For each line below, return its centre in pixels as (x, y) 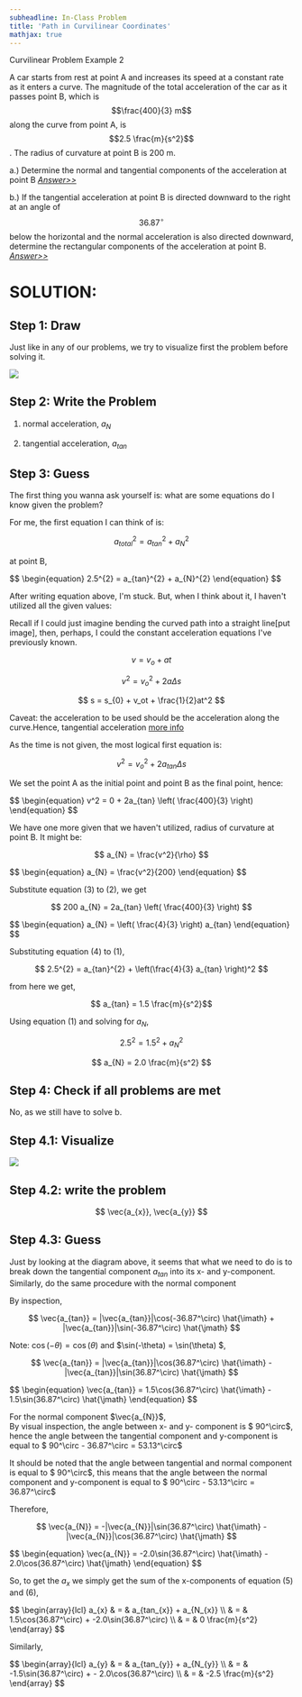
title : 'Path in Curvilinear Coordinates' (90, 26)
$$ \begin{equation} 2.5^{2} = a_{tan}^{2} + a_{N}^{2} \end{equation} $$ (146, 579)
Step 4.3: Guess (55, 1240)
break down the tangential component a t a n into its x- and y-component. (142, 1272)
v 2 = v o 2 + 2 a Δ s (151, 680)
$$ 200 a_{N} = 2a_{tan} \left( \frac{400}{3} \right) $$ (151, 908)
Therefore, (29, 1509)
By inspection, (36, 1300)
